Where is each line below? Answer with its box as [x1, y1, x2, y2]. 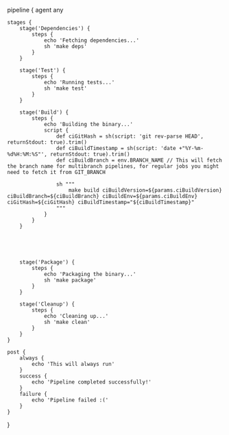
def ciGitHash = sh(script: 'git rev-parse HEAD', [56, 133, 204, 140]
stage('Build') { [19, 109, 69, 116]
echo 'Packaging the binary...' [43, 271, 136, 277]
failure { [19, 390, 48, 397]
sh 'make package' [43, 277, 97, 284]
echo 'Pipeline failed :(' [32, 397, 109, 403]
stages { [7, 19, 32, 26]
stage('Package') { [19, 259, 75, 266]
